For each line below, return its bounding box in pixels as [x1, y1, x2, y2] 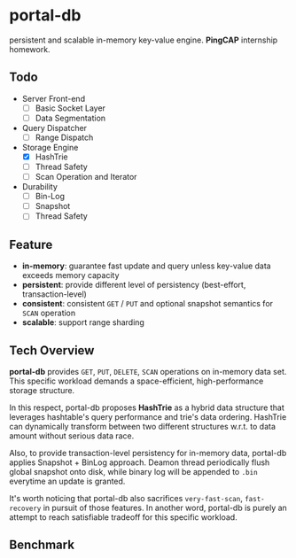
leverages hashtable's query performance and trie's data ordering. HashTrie [9, 411, 287, 422]
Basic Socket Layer [35, 103, 106, 113]
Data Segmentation [35, 112, 106, 123]
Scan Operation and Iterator [35, 172, 137, 182]
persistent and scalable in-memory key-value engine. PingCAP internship [9, 35, 278, 45]
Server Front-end [21, 93, 86, 104]
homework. [9, 43, 51, 54]
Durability [21, 182, 58, 192]
